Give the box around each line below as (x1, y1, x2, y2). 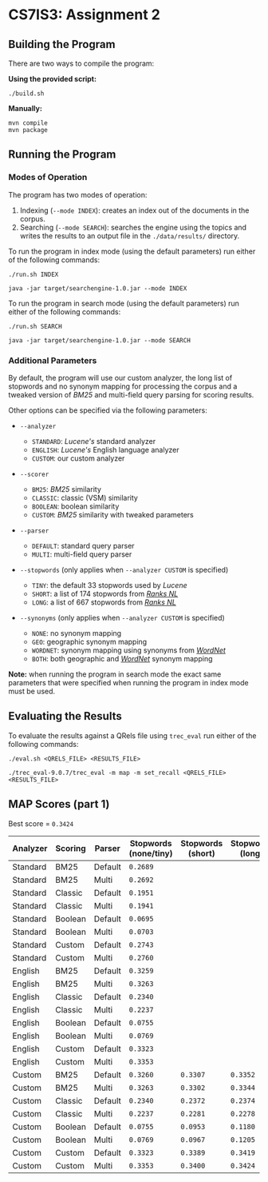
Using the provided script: (8, 74, 97, 83)
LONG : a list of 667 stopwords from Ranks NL (31, 597, 177, 607)
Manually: (8, 104, 42, 113)
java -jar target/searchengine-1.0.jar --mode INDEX (8, 284, 187, 293)
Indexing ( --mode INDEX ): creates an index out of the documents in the (19, 206, 250, 215)
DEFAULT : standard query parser (31, 541, 135, 550)
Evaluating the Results (8, 709, 122, 723)
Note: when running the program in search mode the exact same (8, 669, 222, 679)
